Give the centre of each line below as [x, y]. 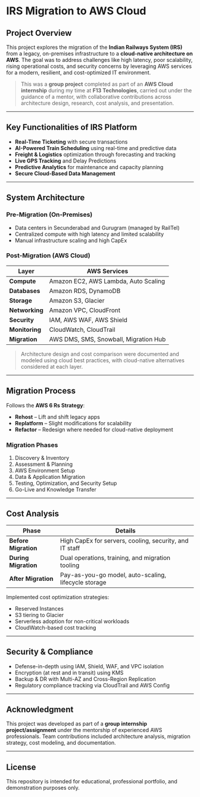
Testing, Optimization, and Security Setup [66, 483]
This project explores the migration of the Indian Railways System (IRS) [94, 47]
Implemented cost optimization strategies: [58, 597]
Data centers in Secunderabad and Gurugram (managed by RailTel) [97, 228]
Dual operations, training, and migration [115, 558]
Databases [25, 291]
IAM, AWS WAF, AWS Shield [88, 320]
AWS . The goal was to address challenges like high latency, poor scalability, [99, 60]
